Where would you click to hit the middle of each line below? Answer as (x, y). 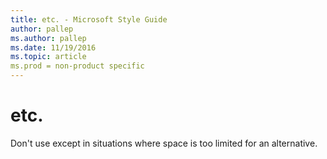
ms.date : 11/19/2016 (53, 47)
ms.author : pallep (48, 38)
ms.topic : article (48, 57)
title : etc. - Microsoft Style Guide (89, 19)
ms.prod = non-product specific (77, 66)
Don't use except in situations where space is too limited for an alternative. (164, 143)
